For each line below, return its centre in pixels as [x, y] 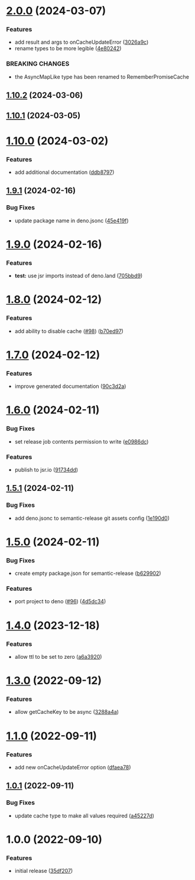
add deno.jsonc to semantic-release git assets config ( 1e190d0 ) [92, 518]
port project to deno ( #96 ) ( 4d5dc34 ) [60, 601]
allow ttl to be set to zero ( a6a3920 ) [58, 656]
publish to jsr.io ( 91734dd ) [46, 470]
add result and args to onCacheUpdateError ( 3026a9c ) [82, 42]
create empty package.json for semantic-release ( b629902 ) [88, 573]
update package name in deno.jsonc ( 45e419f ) [71, 221]
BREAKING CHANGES [38, 64]
